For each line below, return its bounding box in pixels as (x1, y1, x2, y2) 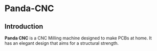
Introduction (4, 22, 44, 31)
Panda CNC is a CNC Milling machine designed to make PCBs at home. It (4, 35, 152, 41)
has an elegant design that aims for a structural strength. (4, 40, 119, 46)
